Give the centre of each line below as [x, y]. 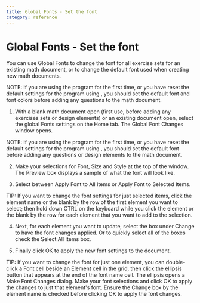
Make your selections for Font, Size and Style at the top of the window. [102, 166]
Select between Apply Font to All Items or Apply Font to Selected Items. [103, 184]
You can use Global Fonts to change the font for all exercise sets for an [93, 63]
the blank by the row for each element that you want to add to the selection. [99, 215]
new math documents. [34, 76]
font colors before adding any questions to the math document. [84, 100]
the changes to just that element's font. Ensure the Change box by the [92, 287]
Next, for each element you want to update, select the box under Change [104, 227]
